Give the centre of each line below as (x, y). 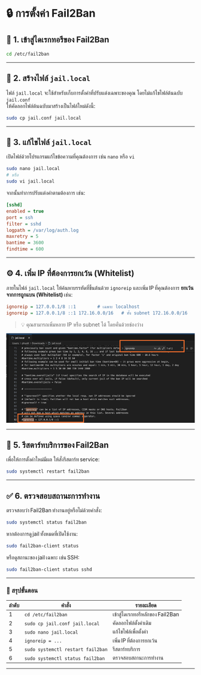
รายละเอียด (146, 605)
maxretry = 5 (22, 237)
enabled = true (25, 211)
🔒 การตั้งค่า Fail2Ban (51, 13)
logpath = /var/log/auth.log (42, 230)
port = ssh (20, 217)
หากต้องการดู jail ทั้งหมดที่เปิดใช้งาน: (42, 534)
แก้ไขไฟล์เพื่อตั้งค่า (130, 632)
